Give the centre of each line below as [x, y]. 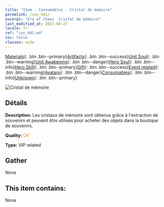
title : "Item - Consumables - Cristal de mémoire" [59, 10]
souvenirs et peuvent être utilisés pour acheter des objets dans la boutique [82, 120]
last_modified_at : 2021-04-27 [37, 24]
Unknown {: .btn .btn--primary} [46, 77]
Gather [16, 160]
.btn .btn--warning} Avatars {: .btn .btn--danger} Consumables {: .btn [74, 72]
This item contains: [36, 188]
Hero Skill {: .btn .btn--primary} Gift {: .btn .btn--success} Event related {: [87, 67]
